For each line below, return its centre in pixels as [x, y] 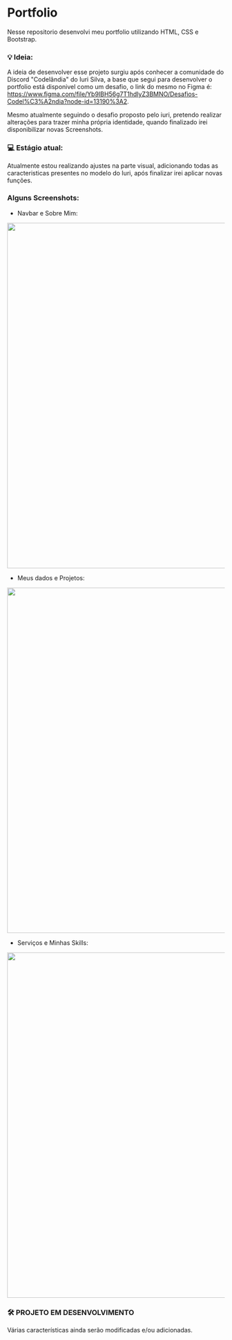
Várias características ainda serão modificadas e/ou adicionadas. [100, 1330]
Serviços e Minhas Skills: [52, 942]
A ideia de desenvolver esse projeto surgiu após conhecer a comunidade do [116, 72]
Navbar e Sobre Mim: [47, 213]
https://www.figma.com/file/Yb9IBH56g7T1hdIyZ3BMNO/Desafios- [103, 94]
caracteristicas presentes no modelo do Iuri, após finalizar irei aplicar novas [115, 173]
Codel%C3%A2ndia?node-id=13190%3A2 [67, 102]
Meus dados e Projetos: [51, 577]
